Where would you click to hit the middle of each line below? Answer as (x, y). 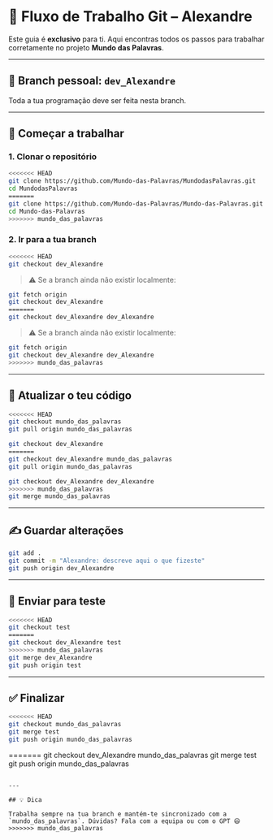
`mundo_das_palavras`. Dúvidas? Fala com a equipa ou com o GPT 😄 (125, 821)
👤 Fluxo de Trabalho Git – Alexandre (130, 17)
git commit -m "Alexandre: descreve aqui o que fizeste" (107, 561)
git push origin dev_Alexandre (61, 568)
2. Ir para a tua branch (53, 240)
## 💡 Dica (25, 799)
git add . (25, 553)
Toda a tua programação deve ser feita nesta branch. (97, 100)
